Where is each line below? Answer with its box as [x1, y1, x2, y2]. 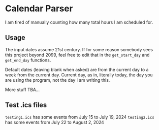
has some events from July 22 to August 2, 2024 [5, 119, 104, 125]
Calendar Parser [5, 3, 73, 14]
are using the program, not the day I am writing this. [5, 77, 110, 83]
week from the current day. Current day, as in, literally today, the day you [5, 72, 153, 78]
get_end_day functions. [5, 57, 51, 63]
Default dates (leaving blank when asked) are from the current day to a [5, 66, 149, 72]
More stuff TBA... [5, 87, 40, 93]
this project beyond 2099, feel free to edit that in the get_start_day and [5, 52, 150, 58]
